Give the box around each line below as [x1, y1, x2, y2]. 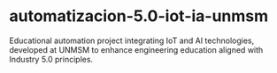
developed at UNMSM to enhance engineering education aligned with [9, 44, 264, 55]
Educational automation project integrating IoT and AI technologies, [9, 35, 255, 46]
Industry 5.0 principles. [9, 54, 94, 64]
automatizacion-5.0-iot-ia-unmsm [9, 6, 269, 26]
